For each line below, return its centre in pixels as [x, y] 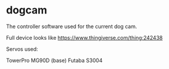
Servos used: [22, 49]
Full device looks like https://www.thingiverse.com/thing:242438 [84, 37]
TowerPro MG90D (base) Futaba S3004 [54, 60]
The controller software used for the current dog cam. [72, 26]
